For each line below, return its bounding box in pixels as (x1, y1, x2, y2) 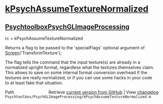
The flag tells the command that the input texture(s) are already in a (5, 59, 140, 65)
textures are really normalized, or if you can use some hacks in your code (5, 75, 152, 80)
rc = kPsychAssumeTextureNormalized (5, 35, 83, 41)
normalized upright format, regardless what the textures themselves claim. (5, 64, 155, 70)
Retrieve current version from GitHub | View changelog (48, 89, 159, 95)
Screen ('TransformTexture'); (5, 50, 62, 56)
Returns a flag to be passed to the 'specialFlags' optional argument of (5, 45, 145, 50)
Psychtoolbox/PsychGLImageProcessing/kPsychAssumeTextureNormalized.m (5, 94, 151, 99)
